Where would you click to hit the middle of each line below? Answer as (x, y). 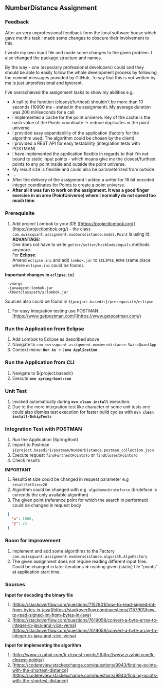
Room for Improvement (33, 540)
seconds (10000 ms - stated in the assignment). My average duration (81, 107)
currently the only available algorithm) (50, 495)
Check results (26, 460)
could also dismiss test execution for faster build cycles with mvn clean (83, 412)
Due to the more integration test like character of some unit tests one (81, 407)
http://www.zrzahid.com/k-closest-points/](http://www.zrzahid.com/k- (85, 655)
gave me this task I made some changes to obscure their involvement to (77, 38)
